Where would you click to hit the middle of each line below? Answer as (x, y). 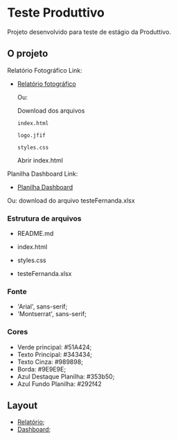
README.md (35, 234)
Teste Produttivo (56, 13)
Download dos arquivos (51, 110)
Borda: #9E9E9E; (42, 369)
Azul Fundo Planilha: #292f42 (59, 384)
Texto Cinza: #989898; (50, 362)
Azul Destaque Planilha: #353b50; (66, 376)
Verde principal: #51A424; (54, 347)
